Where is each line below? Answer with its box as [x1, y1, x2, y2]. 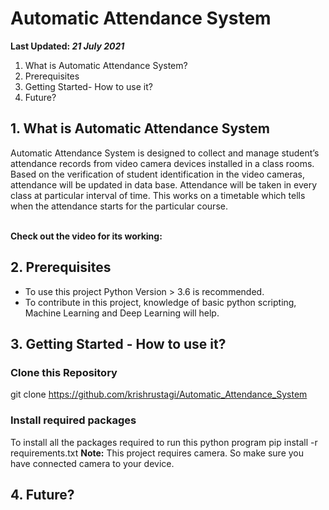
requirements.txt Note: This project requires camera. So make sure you [10, 447, 305, 459]
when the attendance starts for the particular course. [10, 200, 228, 212]
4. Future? [10, 486, 75, 503]
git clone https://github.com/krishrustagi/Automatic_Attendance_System [10, 388, 308, 401]
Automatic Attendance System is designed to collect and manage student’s [10, 147, 320, 159]
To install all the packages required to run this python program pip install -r [10, 436, 318, 448]
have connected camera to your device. [10, 457, 175, 469]
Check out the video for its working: [10, 230, 163, 242]
